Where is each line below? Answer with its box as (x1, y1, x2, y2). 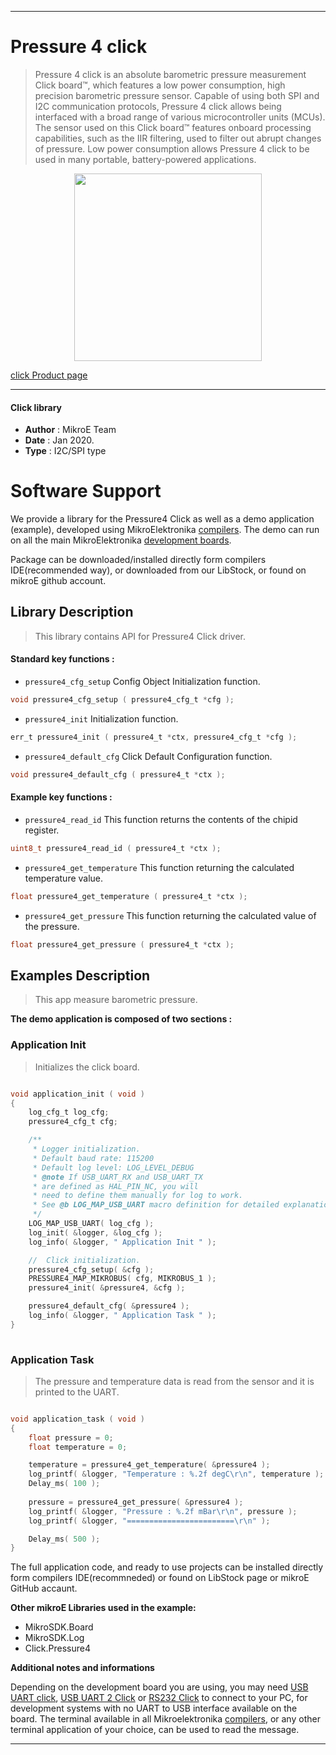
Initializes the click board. (34, 1061, 140, 1073)
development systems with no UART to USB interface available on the (10, 1702, 298, 1715)
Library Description (10, 604, 134, 621)
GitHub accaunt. (10, 1582, 78, 1595)
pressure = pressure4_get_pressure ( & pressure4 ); (28, 1497, 244, 1507)
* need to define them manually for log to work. (32, 1191, 244, 1201)
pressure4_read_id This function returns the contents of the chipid (24, 813, 298, 825)
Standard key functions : (10, 653, 115, 665)
